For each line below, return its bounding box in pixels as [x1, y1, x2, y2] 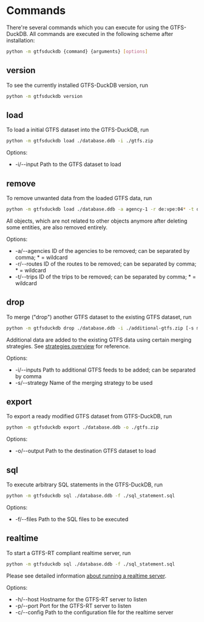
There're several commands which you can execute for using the [6, 24, 169, 31]
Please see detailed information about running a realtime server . [6, 572, 167, 579]
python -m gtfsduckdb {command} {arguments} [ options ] [6, 48, 148, 55]
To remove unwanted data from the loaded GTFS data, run [6, 195, 152, 201]
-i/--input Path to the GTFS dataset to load [15, 161, 121, 168]
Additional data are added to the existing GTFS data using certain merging [6, 336, 192, 344]
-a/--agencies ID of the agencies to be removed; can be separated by [15, 247, 190, 254]
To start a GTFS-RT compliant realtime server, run [6, 549, 131, 556]
